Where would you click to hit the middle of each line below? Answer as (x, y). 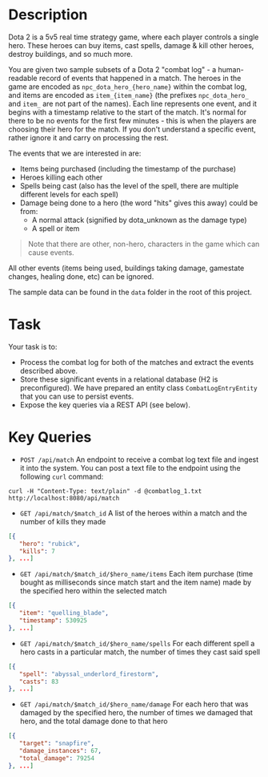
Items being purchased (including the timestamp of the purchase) (128, 168)
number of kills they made (63, 521)
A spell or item (56, 228)
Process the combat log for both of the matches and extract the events (137, 362)
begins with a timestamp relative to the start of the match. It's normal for (127, 112)
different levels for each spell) (69, 194)
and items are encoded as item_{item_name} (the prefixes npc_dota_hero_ (129, 95)
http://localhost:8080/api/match (64, 498)
